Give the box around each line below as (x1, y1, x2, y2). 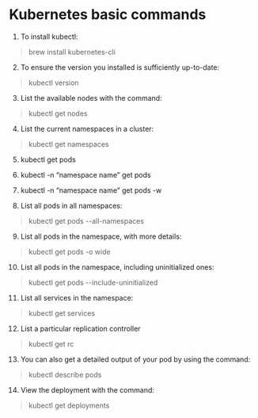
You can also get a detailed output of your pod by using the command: (20, 355, 251, 364)
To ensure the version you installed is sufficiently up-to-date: (20, 62, 220, 72)
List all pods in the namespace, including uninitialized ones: (20, 262, 214, 271)
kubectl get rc (28, 339, 74, 348)
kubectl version (28, 78, 79, 87)
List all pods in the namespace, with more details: (20, 232, 182, 241)
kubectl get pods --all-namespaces (28, 216, 145, 225)
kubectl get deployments (28, 401, 110, 410)
